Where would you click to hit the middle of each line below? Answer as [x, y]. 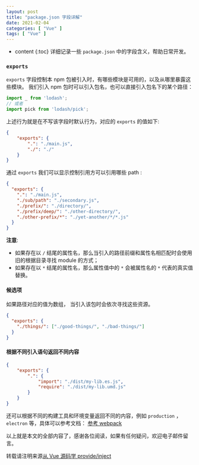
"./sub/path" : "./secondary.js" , [58, 200]
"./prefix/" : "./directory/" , [54, 206]
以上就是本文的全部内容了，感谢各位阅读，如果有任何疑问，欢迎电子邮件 [94, 436]
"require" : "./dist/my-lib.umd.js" [82, 387]
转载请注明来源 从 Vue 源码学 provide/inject [59, 455]
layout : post [22, 12]
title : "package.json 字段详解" [45, 17]
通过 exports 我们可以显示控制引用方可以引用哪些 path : [74, 173]
